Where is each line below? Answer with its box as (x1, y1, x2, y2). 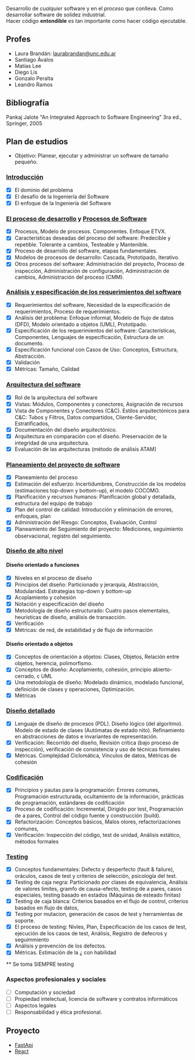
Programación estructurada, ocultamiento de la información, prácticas (14, 793, 184, 800)
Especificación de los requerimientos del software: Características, (14, 327, 177, 334)
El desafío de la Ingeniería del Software (14, 193, 110, 200)
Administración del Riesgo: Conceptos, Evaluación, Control (14, 519, 157, 526)
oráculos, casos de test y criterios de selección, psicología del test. (14, 872, 177, 879)
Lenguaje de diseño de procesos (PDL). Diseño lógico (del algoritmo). (14, 720, 183, 727)
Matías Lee (14, 62, 42, 69)
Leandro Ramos (14, 81, 53, 88)
